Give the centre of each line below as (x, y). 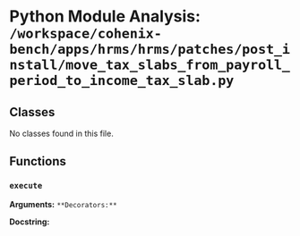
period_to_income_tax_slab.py (122, 81)
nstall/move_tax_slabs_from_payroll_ (150, 65)
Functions (38, 161)
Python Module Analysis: (105, 17)
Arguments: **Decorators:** (64, 204)
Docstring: (30, 222)
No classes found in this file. (61, 133)
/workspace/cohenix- (86, 34)
